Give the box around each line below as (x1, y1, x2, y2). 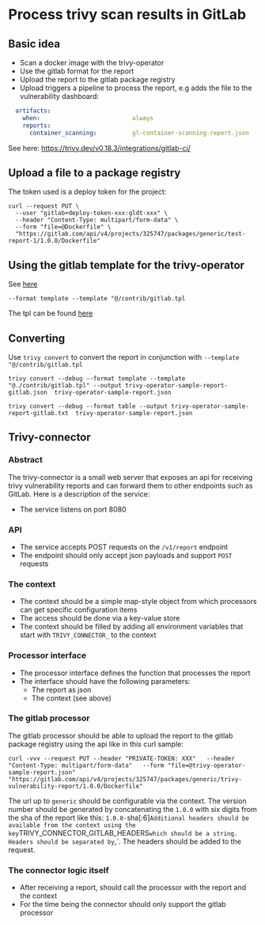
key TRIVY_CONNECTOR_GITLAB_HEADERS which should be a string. (8, 828, 238, 837)
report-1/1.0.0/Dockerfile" (8, 237, 101, 245)
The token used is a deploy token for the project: (8, 187, 167, 197)
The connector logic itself (8, 864, 109, 875)
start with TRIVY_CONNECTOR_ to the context (19, 630, 157, 640)
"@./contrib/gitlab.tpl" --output (8, 381, 123, 389)
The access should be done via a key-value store (19, 614, 180, 623)
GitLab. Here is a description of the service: (8, 489, 150, 499)
